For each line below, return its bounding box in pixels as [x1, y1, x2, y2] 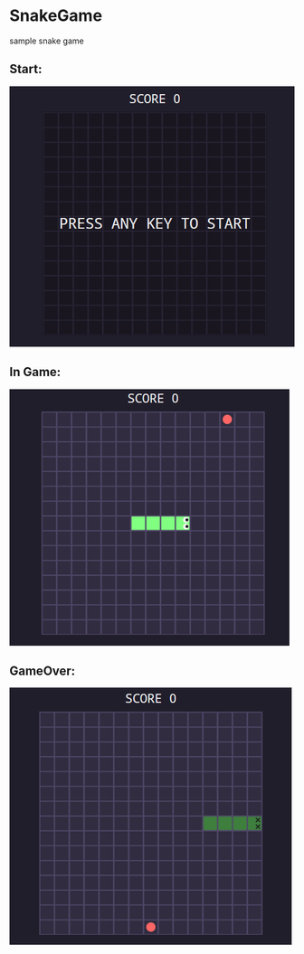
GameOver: [9, 663, 76, 678]
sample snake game [9, 35, 84, 46]
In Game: [9, 364, 62, 380]
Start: [9, 61, 43, 77]
